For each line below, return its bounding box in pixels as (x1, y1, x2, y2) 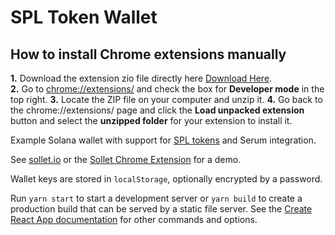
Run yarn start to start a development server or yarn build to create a (10, 192, 303, 204)
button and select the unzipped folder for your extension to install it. (10, 115, 293, 126)
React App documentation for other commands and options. (10, 214, 258, 225)
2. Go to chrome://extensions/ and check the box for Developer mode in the (10, 83, 325, 95)
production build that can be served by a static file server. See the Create (10, 203, 313, 215)
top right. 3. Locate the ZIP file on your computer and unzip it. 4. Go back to (10, 94, 323, 105)
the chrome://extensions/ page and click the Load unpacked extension (10, 104, 305, 116)
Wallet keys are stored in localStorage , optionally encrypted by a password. (10, 173, 323, 185)
